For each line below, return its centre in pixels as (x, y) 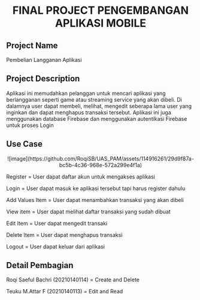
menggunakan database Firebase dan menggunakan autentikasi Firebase (97, 118)
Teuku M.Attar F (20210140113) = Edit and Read (65, 292)
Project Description (43, 79)
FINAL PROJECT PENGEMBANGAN (101, 11)
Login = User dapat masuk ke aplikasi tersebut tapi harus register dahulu (96, 188)
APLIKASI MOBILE (101, 23)
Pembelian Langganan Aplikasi (44, 60)
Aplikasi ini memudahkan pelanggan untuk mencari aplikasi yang (86, 93)
